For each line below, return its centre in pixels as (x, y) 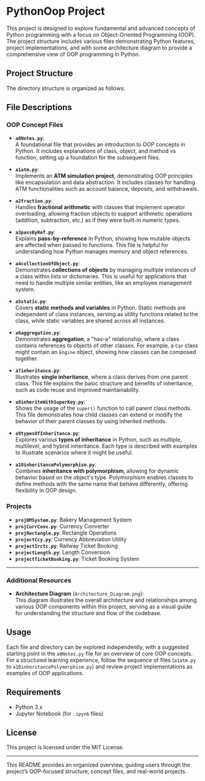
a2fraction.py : (34, 201)
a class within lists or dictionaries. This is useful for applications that (101, 276)
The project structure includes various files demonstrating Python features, (101, 41)
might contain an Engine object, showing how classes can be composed (106, 352)
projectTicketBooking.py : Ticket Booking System (77, 558)
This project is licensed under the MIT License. (65, 747)
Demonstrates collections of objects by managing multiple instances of (106, 270)
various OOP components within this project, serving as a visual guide (103, 607)
